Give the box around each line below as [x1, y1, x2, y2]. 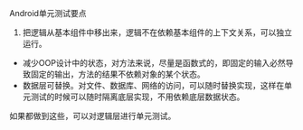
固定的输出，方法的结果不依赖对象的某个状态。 [30, 69, 205, 79]
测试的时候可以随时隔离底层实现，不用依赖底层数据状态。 [30, 91, 245, 102]
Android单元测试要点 [9, 8, 87, 18]
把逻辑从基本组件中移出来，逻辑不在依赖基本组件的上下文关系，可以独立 [22, 27, 292, 38]
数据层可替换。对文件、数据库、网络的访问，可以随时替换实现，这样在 [22, 80, 285, 90]
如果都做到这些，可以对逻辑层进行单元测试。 [9, 111, 176, 121]
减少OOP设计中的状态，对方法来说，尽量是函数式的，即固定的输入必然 [22, 58, 287, 68]
